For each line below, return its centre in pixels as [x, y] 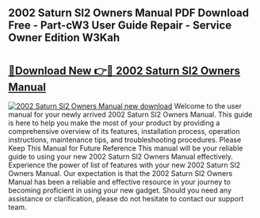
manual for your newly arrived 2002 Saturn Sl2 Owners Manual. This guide [130, 115]
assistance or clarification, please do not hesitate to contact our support [126, 199]
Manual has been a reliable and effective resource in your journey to [120, 182]
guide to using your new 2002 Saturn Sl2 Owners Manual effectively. [121, 157]
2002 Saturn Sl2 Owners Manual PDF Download [129, 13]
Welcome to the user [208, 106]
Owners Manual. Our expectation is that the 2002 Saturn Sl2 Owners [120, 173]
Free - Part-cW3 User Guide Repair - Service [120, 26]
